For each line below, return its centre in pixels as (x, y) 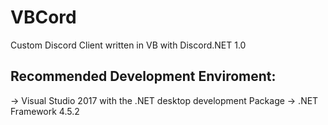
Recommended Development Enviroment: (143, 76)
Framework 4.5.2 (45, 111)
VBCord (43, 17)
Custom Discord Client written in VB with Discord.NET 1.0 (128, 45)
